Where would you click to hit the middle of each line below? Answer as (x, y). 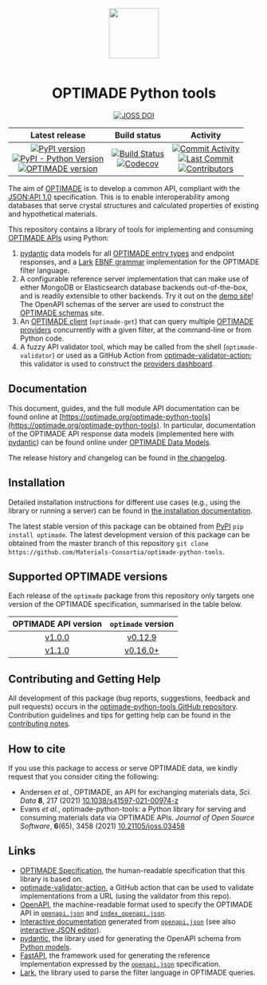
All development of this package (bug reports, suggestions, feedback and (129, 698)
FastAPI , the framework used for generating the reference (115, 955)
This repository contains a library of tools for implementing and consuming (131, 229)
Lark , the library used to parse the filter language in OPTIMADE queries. (137, 972)
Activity (206, 135)
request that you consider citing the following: (84, 776)
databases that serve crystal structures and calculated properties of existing (133, 205)
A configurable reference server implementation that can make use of (134, 278)
